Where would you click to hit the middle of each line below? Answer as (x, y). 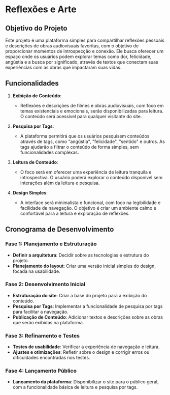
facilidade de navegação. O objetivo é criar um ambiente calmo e (88, 208)
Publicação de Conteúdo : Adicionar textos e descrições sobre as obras (88, 317)
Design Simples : (30, 192)
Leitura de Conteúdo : (35, 162)
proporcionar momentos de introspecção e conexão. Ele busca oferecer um (84, 51)
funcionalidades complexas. (49, 152)
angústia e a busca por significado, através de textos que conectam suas (82, 62)
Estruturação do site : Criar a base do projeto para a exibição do (80, 295)
